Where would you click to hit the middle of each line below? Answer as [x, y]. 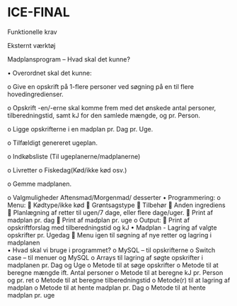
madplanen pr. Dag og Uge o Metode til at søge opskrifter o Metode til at [113, 265]
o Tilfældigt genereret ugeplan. [52, 143]
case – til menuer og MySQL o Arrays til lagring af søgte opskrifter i [105, 257]
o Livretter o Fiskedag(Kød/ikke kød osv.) [67, 170]
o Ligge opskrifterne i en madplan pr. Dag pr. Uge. [80, 129]
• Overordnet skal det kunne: [50, 73]
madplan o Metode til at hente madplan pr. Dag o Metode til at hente [107, 288]
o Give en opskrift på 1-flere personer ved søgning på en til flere [101, 86]
